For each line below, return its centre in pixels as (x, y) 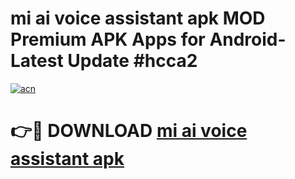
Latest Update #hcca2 (104, 61)
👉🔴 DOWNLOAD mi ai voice (129, 131)
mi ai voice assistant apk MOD (138, 18)
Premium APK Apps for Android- (148, 39)
